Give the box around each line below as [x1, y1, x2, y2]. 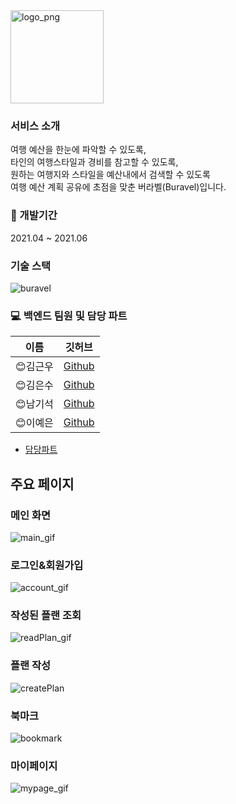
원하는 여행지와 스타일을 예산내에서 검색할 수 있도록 [10, 169, 211, 181]
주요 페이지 [10, 475, 75, 493]
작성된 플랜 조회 [10, 609, 82, 623]
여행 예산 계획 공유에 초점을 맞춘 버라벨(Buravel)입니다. [10, 181, 227, 193]
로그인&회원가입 [10, 558, 84, 572]
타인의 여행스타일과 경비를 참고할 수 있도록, [10, 156, 179, 168]
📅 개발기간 [10, 209, 58, 223]
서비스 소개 [10, 119, 61, 133]
